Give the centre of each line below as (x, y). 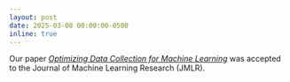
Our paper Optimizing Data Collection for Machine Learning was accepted (145, 59)
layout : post (33, 17)
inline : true (33, 34)
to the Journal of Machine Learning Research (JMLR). (107, 68)
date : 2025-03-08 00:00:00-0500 (69, 26)
